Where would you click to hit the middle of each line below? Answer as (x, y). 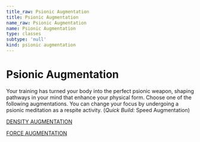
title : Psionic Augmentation (42, 17)
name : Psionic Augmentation (41, 28)
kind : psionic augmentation (41, 45)
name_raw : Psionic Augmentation (46, 23)
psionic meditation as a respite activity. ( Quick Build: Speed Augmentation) (98, 110)
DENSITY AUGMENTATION (39, 121)
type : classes (24, 34)
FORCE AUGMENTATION (37, 133)
